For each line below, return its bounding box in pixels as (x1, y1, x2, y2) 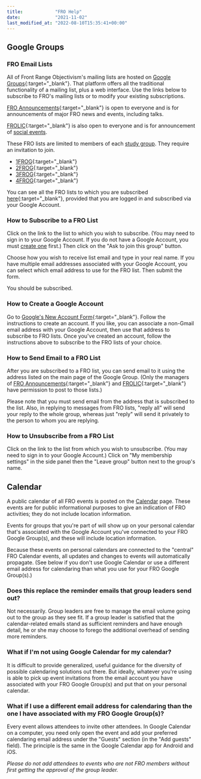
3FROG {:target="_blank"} (15, 171, 78, 178)
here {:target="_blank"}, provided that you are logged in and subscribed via (7, 195, 191, 202)
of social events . (7, 129, 47, 136)
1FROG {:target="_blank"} (15, 158, 77, 165)
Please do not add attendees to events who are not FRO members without (7, 760, 190, 767)
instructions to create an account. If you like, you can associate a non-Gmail (7, 319, 194, 326)
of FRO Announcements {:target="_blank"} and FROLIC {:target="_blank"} (7, 380, 187, 387)
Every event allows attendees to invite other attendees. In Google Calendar (7, 723, 191, 730)
